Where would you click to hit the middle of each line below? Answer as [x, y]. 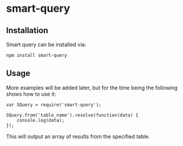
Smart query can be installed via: [46, 44]
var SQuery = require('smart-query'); [54, 105]
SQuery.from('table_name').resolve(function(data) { [72, 115]
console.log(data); [41, 120]
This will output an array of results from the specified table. [78, 136]
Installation [27, 30]
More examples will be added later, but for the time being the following [92, 87]
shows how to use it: [31, 94]
